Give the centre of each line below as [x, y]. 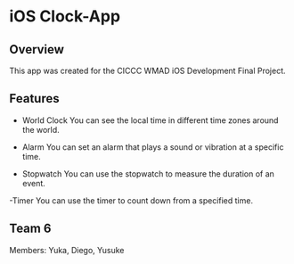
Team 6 [30, 229]
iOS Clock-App [65, 16]
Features [34, 99]
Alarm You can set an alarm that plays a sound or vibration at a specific [153, 147]
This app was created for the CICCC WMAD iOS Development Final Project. [148, 70]
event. [34, 183]
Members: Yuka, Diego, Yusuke [67, 250]
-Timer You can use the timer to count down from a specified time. [131, 200]
